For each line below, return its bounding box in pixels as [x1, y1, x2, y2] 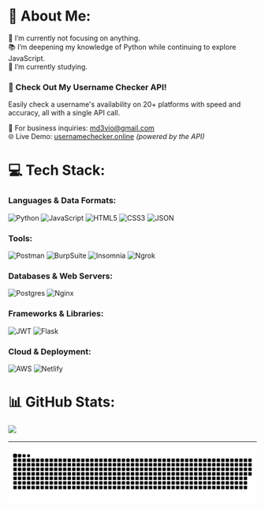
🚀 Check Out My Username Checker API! [8, 81, 167, 93]
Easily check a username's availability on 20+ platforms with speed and [8, 100, 241, 109]
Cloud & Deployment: [8, 346, 92, 357]
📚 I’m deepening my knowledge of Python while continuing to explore [8, 42, 237, 51]
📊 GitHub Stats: [8, 393, 116, 411]
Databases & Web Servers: [8, 270, 113, 281]
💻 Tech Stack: [8, 161, 106, 179]
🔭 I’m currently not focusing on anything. [8, 33, 140, 43]
